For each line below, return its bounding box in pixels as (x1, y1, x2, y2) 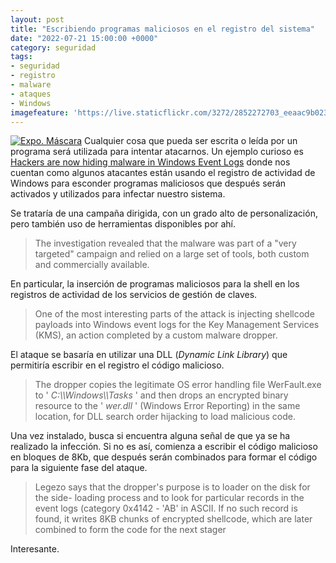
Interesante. (10, 543, 60, 555)
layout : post (10, 14, 65, 25)
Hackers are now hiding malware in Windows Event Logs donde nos (10, 156, 291, 168)
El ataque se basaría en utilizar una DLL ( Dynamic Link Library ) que (10, 349, 288, 361)
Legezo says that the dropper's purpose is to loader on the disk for (34, 481, 311, 493)
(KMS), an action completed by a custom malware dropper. (34, 329, 278, 341)
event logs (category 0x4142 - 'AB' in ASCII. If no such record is (34, 502, 298, 515)
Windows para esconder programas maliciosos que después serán (10, 177, 287, 190)
